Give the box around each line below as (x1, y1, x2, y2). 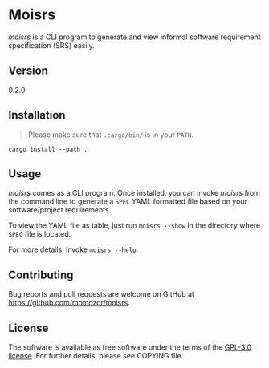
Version (8, 64, 48, 78)
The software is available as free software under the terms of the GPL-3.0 (8, 342, 252, 352)
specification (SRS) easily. (8, 40, 95, 50)
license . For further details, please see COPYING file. (8, 351, 184, 360)
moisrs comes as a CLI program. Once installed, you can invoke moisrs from (8, 188, 261, 198)
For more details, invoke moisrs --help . (8, 245, 139, 254)
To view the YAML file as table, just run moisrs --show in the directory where (8, 220, 261, 230)
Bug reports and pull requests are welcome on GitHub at (8, 289, 195, 299)
